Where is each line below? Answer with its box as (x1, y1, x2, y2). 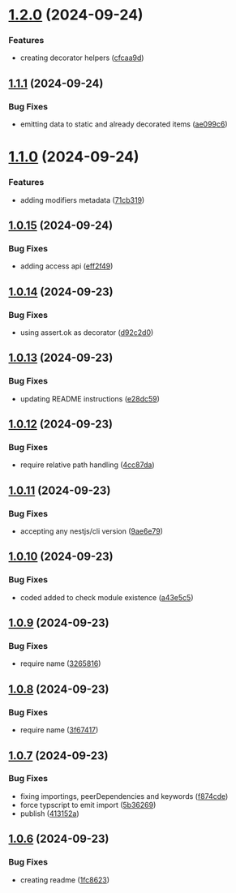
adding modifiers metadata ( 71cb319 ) (19, 195, 145, 204)
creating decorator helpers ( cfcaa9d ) (19, 53, 144, 62)
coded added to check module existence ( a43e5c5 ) (19, 592, 194, 602)
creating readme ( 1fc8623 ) (19, 874, 110, 885)
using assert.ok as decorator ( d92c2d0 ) (19, 328, 154, 337)
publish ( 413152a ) (19, 809, 79, 818)
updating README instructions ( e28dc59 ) (19, 393, 161, 403)
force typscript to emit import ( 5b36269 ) (19, 800, 157, 809)
